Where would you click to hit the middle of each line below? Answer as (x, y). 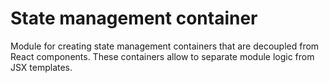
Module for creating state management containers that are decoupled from (165, 46)
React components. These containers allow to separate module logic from (162, 56)
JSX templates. (41, 67)
